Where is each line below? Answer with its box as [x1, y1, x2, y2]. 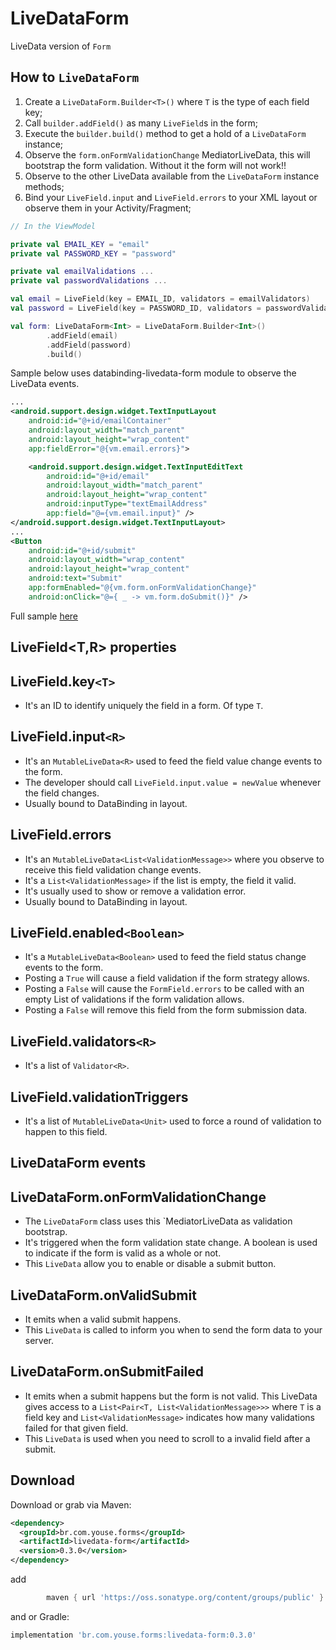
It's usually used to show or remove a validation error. [24, 885, 247, 897]
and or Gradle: [10, 1610, 70, 1622]
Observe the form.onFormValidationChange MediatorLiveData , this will [24, 148, 311, 161]
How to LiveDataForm [10, 69, 140, 86]
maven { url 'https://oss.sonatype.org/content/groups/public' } [46, 1593, 325, 1603]
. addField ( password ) [46, 340, 132, 350]
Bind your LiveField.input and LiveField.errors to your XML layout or [24, 191, 318, 203]
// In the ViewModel [10, 221, 97, 231]
